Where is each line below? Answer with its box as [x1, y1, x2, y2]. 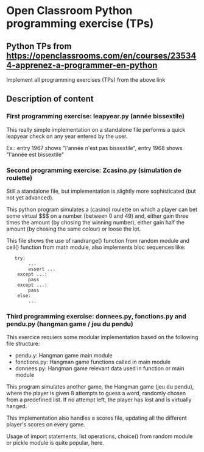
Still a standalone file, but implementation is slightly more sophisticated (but [6, 187, 196, 195]
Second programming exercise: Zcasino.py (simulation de [6, 166, 181, 174]
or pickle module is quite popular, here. [6, 439, 105, 447]
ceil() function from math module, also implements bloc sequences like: [6, 243, 186, 251]
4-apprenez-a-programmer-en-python [6, 60, 158, 70]
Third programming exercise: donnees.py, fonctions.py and [6, 312, 187, 320]
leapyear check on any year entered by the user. [6, 132, 128, 140]
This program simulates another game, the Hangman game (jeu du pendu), [6, 383, 194, 390]
